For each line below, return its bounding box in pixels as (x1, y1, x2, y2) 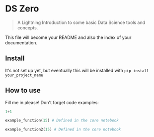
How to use (5, 86, 41, 95)
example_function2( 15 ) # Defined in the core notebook (5, 127, 121, 132)
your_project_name (5, 73, 43, 78)
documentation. (5, 39, 38, 45)
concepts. (17, 24, 38, 30)
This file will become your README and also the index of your (5, 34, 132, 40)
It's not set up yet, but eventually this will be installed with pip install (5, 67, 149, 73)
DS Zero (5, 3, 39, 14)
